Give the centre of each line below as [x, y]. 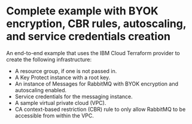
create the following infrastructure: [49, 59]
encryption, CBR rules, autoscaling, [96, 24]
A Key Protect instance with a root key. [63, 77]
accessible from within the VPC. [54, 116]
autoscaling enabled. [41, 90]
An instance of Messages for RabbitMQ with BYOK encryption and [96, 84]
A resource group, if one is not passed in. [66, 71]
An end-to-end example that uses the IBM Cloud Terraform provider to [93, 53]
